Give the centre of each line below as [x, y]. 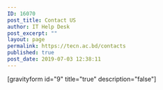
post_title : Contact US [42, 20]
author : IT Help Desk [39, 27]
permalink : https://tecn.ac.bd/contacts [67, 46]
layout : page [26, 40]
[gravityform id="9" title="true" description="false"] [82, 79]
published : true [31, 53]
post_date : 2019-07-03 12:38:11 [54, 59]
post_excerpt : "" [32, 33]
